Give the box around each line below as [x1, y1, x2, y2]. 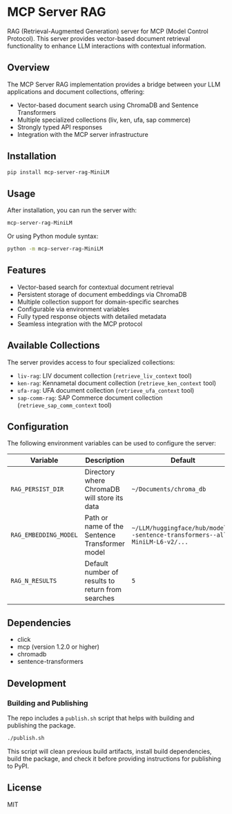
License [7, 782, 42, 794]
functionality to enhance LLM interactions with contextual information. [7, 41, 206, 50]
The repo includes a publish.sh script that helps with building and [7, 714, 195, 722]
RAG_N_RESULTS [10, 577, 57, 585]
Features [7, 264, 46, 277]
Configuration [7, 421, 69, 433]
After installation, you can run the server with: [7, 206, 137, 214]
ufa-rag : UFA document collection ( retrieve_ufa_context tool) [17, 386, 195, 394]
